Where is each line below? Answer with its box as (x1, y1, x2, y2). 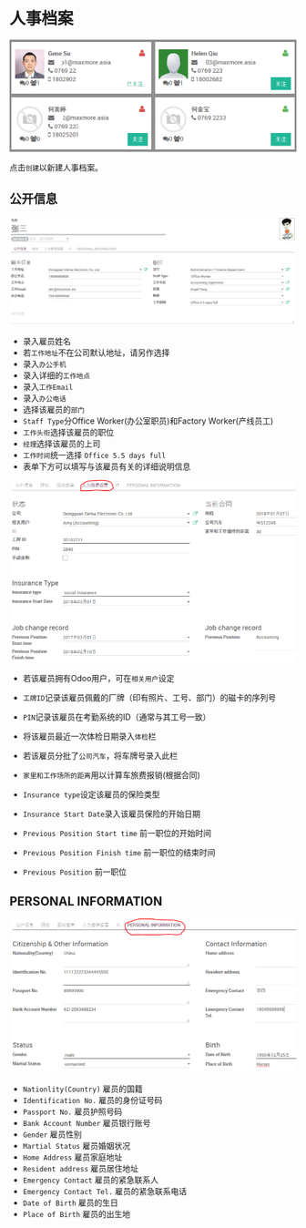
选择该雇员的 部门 (22, 404, 85, 415)
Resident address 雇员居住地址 (22, 1163, 139, 1174)
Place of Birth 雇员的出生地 (22, 1209, 130, 1220)
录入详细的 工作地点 (22, 370, 91, 381)
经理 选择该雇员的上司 (22, 438, 101, 449)
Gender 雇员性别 (22, 1129, 82, 1140)
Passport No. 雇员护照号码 (22, 1106, 123, 1117)
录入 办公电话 (22, 393, 66, 404)
